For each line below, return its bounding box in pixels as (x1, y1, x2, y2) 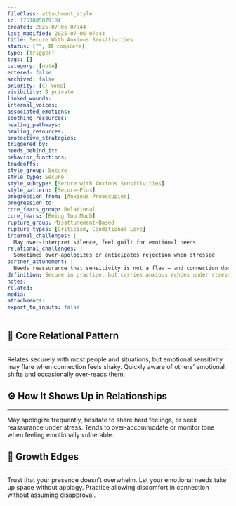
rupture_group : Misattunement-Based (7, 219, 114, 226)
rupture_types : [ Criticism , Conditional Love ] (7, 225, 146, 232)
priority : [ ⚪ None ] (7, 82, 67, 89)
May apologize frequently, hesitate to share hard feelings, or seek (7, 415, 197, 424)
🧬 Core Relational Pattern (7, 330, 119, 342)
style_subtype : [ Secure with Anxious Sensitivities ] (7, 180, 165, 187)
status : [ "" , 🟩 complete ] (7, 43, 86, 50)
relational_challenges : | (7, 245, 83, 253)
